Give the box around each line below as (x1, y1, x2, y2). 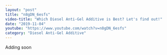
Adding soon (5, 44, 32, 50)
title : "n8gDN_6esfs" (5, 12, 51, 17)
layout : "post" (5, 7, 37, 12)
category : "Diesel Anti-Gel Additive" (5, 30, 86, 35)
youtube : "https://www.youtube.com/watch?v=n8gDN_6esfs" (5, 26, 127, 31)
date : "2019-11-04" (5, 21, 46, 26)
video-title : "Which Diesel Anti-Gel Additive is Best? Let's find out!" (5, 16, 163, 21)
